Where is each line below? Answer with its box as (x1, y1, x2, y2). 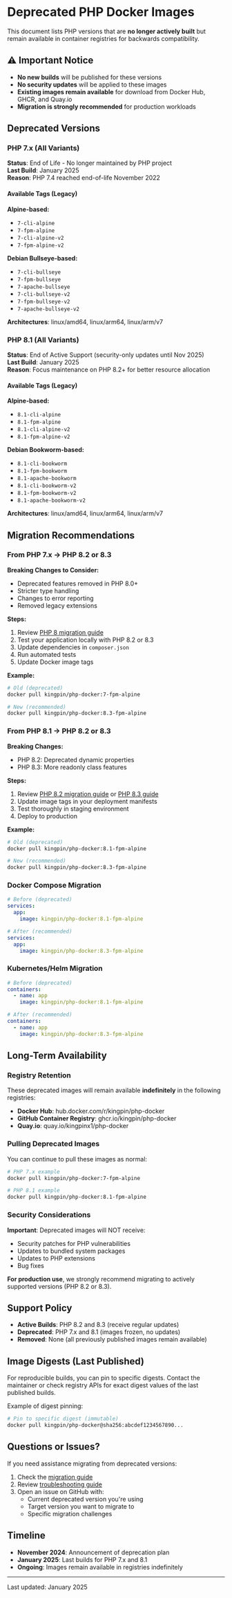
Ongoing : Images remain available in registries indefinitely (17, 1563, 183, 1571)
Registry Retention (7, 1071, 71, 1080)
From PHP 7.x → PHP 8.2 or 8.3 (7, 550, 112, 560)
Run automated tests (17, 650, 77, 658)
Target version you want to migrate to (27, 1502, 135, 1511)
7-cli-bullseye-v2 (17, 290, 70, 298)
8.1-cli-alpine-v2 (17, 426, 70, 433)
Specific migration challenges (27, 1509, 113, 1518)
